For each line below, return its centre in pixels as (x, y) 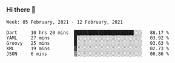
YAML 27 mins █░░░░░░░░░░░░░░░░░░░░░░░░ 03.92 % (88, 38)
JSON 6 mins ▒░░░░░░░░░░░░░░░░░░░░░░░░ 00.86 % (88, 54)
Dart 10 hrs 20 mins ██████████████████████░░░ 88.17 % (88, 33)
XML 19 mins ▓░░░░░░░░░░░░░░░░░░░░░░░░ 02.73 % (88, 49)
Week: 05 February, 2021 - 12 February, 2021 (64, 22)
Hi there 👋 (21, 10)
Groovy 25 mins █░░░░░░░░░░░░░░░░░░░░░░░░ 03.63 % (88, 44)
